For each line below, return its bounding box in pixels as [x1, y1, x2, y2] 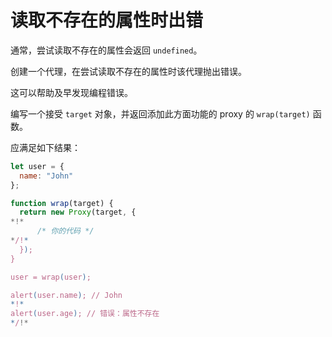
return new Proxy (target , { [19, 207, 137, 218]
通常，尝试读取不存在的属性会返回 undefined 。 [10, 44, 203, 56]
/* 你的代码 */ [36, 226, 95, 236]
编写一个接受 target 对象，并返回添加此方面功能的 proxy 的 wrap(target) [10, 107, 311, 120]
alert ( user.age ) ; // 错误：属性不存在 [10, 309, 160, 319]
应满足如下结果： [10, 141, 81, 153]
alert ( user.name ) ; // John [10, 290, 123, 300]
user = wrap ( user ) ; [10, 272, 92, 282]
